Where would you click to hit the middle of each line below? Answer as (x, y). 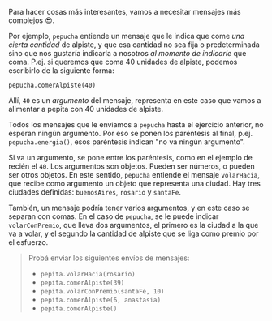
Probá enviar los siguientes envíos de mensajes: (109, 258)
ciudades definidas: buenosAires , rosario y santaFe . (95, 192)
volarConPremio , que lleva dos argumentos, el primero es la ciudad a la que (134, 225)
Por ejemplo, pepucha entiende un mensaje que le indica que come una (127, 36)
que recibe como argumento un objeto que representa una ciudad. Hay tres (135, 183)
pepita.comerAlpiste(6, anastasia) (100, 300)
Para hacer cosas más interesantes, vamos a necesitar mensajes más (125, 12)
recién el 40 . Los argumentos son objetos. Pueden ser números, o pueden (132, 166)
